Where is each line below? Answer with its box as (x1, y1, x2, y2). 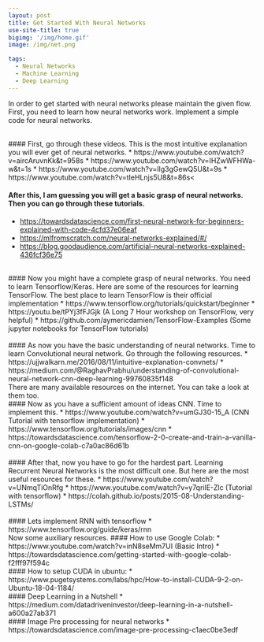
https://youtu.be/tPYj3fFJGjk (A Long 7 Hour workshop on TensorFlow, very (8, 306, 255, 316)
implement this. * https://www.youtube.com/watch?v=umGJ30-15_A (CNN (8, 407, 250, 417)
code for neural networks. (8, 115, 93, 124)
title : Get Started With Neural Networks (8, 19, 147, 27)
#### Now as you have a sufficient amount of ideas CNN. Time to (8, 399, 222, 408)
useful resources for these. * (8, 474, 102, 484)
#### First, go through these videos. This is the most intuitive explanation (8, 139, 247, 148)
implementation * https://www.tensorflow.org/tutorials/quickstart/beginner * (8, 299, 255, 308)
